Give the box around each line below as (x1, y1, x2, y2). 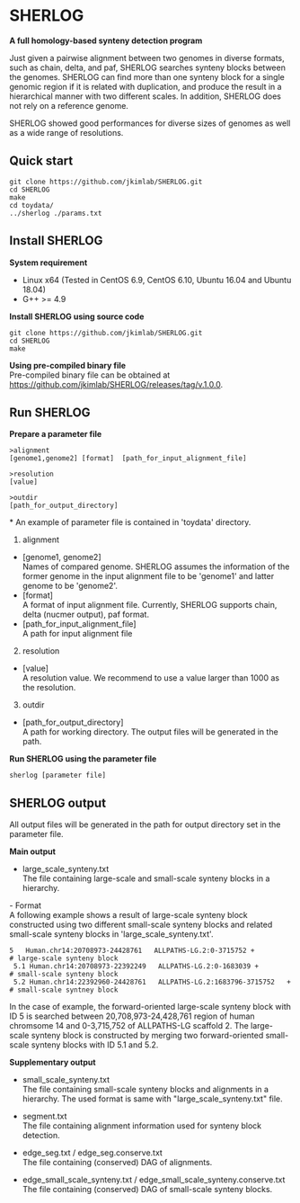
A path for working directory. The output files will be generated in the (22, 726, 278, 737)
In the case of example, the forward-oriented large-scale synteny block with (9, 1002, 292, 1012)
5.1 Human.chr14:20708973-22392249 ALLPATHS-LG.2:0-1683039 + (13, 962, 259, 971)
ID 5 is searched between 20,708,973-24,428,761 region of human (9, 1011, 255, 1021)
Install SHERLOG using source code (9, 311, 145, 322)
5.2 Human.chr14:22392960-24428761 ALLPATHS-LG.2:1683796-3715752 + (13, 977, 292, 987)
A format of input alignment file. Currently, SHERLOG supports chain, (22, 600, 278, 610)
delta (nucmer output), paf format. (22, 609, 150, 620)
